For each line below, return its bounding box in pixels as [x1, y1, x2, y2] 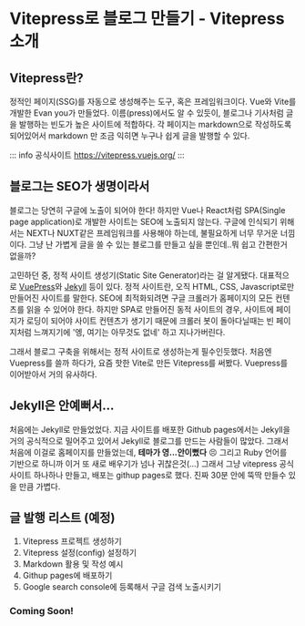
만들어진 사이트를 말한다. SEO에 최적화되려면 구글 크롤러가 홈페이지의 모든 [9, 292, 273, 303]
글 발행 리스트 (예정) [9, 510, 116, 526]
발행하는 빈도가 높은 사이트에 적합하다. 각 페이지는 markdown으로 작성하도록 [18, 119, 292, 129]
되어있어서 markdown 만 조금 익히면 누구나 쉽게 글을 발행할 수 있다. [9, 130, 250, 141]
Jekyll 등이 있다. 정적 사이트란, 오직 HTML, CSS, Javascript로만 [64, 281, 295, 292]
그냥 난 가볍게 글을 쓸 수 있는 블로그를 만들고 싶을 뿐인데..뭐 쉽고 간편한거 [28, 239, 289, 250]
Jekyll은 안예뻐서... [9, 398, 115, 414]
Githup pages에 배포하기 [22, 570, 113, 581]
